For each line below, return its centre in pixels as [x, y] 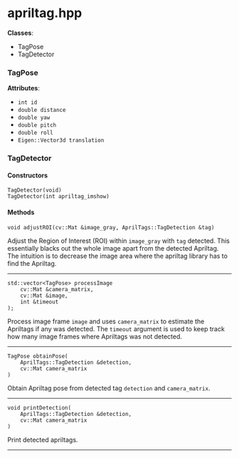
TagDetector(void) [34, 190]
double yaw [34, 118]
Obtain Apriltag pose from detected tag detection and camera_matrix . [109, 388]
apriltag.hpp [45, 13]
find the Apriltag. [32, 263]
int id [27, 103]
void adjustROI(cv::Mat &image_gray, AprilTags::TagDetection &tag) [111, 227]
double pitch [37, 125]
